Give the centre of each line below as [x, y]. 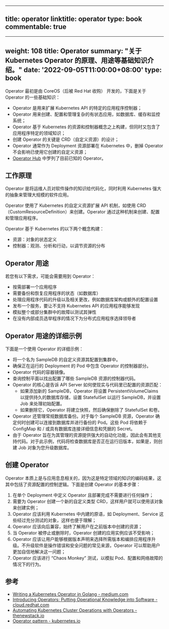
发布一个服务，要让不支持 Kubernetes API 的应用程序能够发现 [76, 306]
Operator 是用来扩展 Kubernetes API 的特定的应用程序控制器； [77, 108]
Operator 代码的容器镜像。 [40, 372]
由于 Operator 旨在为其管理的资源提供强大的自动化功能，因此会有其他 [85, 435]
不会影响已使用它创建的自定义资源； [50, 152]
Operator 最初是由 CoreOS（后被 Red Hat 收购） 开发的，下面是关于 [76, 91]
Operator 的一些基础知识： [33, 97]
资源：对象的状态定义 [34, 240]
